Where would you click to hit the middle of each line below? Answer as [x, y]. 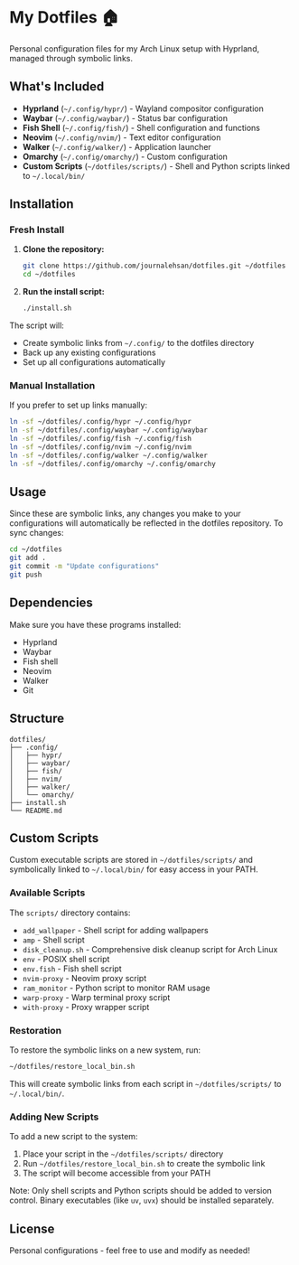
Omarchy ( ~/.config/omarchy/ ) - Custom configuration [125, 156]
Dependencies [51, 603]
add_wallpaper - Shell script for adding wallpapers [116, 930]
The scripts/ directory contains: [70, 913]
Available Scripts [47, 893]
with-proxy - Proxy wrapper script [86, 1007]
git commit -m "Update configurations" [84, 567]
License [32, 1228]
